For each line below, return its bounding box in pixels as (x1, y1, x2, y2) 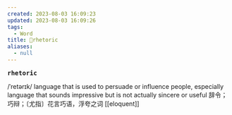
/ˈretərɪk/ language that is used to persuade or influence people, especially (7, 82, 224, 90)
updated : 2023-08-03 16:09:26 (7, 17, 97, 24)
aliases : (7, 43, 33, 50)
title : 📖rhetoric (7, 37, 59, 44)
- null (13, 50, 33, 57)
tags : (7, 23, 23, 30)
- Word (13, 30, 33, 37)
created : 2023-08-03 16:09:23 (7, 10, 97, 18)
